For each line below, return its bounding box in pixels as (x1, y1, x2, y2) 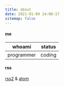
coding (40, 51, 57, 58)
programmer (7, 51, 36, 58)
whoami (12, 43, 32, 50)
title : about (5, 7, 32, 12)
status (41, 43, 56, 50)
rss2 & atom (5, 75, 29, 81)
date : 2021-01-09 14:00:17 (5, 12, 60, 16)
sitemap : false (5, 16, 36, 21)
